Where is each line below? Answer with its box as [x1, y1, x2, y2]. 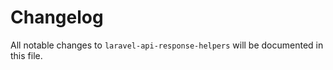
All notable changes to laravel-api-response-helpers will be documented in [10, 39, 324, 51]
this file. [10, 49, 43, 61]
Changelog [10, 6, 104, 29]
